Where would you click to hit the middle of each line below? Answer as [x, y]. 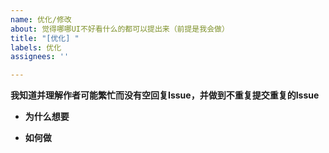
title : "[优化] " [45, 38]
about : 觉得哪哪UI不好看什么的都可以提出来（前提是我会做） [120, 29]
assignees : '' [40, 57]
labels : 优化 [36, 47]
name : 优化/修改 [41, 19]
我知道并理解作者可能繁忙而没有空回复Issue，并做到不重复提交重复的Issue [165, 95]
